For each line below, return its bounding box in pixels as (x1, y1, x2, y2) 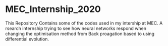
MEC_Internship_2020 (5, 3, 101, 15)
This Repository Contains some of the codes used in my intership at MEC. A (5, 20, 163, 26)
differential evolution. (5, 36, 49, 42)
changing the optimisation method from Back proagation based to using (5, 30, 155, 36)
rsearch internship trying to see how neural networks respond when (5, 25, 147, 31)
